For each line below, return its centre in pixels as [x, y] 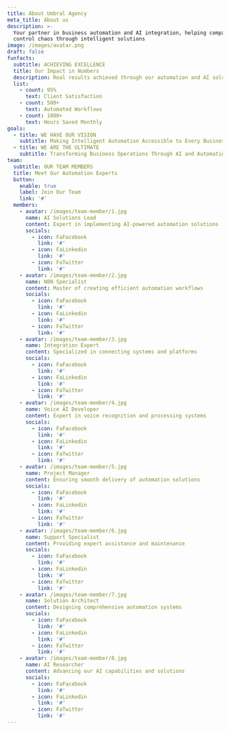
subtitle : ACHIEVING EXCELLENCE [60, 65]
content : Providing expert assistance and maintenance [105, 543]
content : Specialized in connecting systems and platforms [111, 352]
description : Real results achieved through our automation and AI [112, 77]
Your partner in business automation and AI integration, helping [110, 33]
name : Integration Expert [62, 345]
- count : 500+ [39, 103]
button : [24, 179]
